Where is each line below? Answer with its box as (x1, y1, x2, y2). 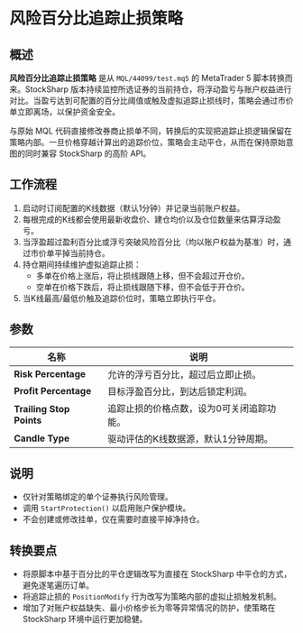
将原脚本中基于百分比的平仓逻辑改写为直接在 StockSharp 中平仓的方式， (22, 569, 292, 580)
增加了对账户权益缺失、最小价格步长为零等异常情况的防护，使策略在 (22, 602, 276, 613)
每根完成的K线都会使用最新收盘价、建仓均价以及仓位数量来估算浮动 (22, 214, 273, 225)
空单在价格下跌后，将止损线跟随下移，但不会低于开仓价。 (35, 281, 250, 292)
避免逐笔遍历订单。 (22, 580, 95, 591)
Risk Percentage (14, 367, 87, 380)
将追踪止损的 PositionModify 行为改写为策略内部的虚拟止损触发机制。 (22, 592, 281, 602)
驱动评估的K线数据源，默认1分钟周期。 (107, 432, 273, 445)
